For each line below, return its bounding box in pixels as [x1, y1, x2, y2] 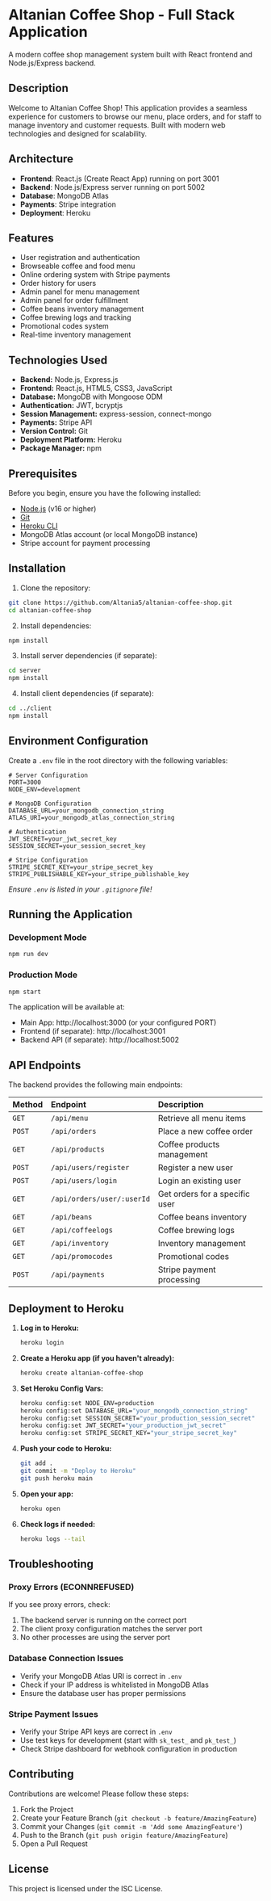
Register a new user [157, 1162, 234, 1173]
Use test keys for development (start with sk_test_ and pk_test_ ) [19, 1735, 236, 1745]
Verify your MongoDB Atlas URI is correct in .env [19, 1671, 182, 1681]
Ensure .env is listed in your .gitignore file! [8, 884, 152, 894]
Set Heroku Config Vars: [19, 1383, 103, 1393]
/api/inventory [51, 1239, 109, 1248]
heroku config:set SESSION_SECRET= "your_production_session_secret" [19, 1414, 256, 1422]
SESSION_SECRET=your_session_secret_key [8, 841, 147, 850]
